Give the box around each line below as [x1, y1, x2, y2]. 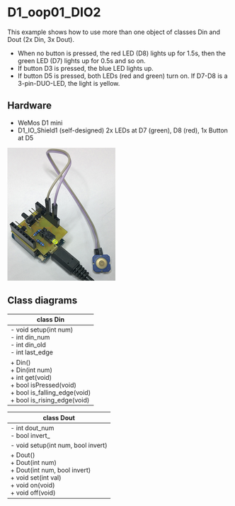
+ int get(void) [10, 373, 52, 381]
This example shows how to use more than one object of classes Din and [7, 28, 221, 36]
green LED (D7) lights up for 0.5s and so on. [17, 56, 147, 64]
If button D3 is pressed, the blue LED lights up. [17, 64, 154, 72]
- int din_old [10, 341, 46, 349]
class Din [36, 315, 65, 324]
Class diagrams [7, 295, 78, 307]
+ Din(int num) [10, 366, 53, 374]
